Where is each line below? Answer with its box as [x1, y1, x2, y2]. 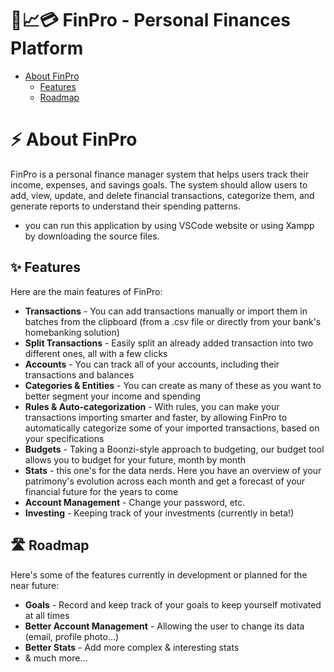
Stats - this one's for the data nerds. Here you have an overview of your [24, 464, 322, 476]
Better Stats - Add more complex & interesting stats [24, 641, 240, 653]
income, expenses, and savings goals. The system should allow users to [10, 178, 308, 191]
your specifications [24, 432, 105, 444]
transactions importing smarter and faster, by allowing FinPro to [24, 411, 288, 423]
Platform [10, 37, 84, 60]
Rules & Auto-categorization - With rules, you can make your [24, 400, 280, 412]
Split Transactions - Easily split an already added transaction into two [24, 337, 314, 349]
